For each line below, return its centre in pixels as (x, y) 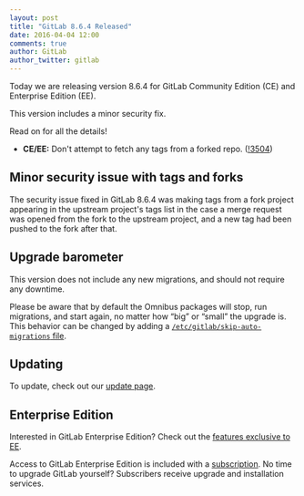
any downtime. (37, 289)
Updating (36, 364)
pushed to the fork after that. (63, 228)
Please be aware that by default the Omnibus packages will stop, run (138, 306)
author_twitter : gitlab (55, 60)
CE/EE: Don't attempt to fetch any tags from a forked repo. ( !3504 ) (147, 149)
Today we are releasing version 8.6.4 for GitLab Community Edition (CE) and (152, 86)
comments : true (38, 43)
